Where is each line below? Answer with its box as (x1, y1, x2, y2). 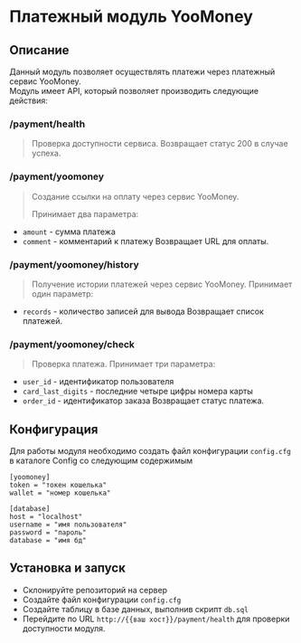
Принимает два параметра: (31, 208, 139, 219)
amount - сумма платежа (22, 226, 116, 237)
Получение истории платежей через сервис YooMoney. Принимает (31, 279, 293, 289)
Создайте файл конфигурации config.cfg (22, 594, 182, 605)
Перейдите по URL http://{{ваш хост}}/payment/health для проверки (22, 613, 290, 624)
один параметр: (31, 288, 94, 299)
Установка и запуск (9, 561, 127, 576)
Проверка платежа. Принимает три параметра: (31, 359, 216, 370)
